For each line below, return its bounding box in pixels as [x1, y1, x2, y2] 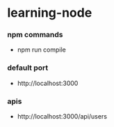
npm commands [7, 30, 63, 40]
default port [7, 63, 49, 73]
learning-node [7, 5, 92, 21]
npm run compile [17, 45, 66, 54]
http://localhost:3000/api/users [17, 112, 108, 121]
